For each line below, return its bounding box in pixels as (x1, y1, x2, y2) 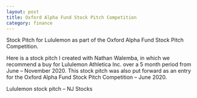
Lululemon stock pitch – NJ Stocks (6, 85, 93, 93)
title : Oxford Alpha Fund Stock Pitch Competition (6, 14, 137, 20)
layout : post (6, 8, 39, 15)
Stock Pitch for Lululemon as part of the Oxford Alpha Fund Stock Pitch (6, 37, 184, 44)
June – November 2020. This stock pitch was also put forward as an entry (6, 67, 192, 75)
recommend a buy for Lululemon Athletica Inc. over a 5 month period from (6, 61, 192, 68)
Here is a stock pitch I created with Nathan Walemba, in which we (6, 55, 170, 62)
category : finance (6, 20, 53, 26)
